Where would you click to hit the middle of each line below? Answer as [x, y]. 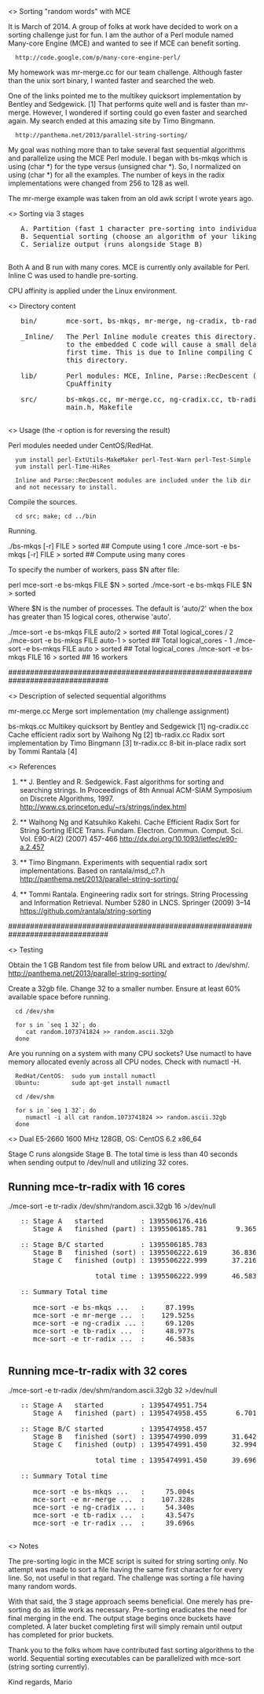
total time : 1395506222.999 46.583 [176, 1276]
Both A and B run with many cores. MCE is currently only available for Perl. [129, 267]
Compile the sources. [42, 502]
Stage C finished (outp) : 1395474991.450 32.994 [145, 1444]
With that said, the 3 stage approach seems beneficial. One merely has [123, 1601]
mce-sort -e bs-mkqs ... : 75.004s [114, 1491]
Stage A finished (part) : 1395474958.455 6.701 [145, 1413]
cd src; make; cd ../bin [56, 516]
